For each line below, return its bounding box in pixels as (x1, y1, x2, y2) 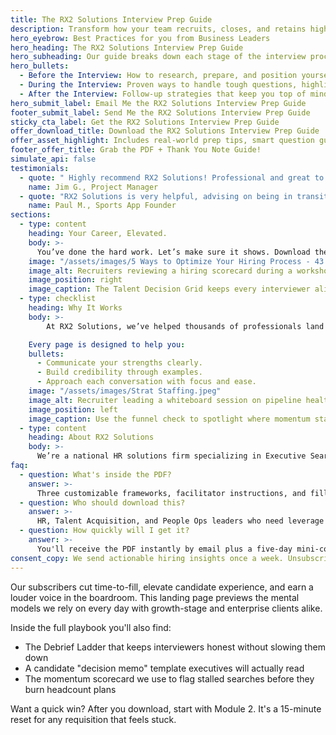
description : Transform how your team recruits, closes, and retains (10, 24, 307, 34)
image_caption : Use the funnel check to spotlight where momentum (28, 414, 311, 424)
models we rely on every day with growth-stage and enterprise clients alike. (10, 602, 323, 614)
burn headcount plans (24, 683, 117, 695)
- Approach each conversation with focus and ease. (36, 377, 257, 387)
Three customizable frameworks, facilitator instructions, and (36, 488, 307, 498)
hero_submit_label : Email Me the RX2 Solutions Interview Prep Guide (10, 98, 307, 108)
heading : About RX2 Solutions (28, 432, 155, 443)
